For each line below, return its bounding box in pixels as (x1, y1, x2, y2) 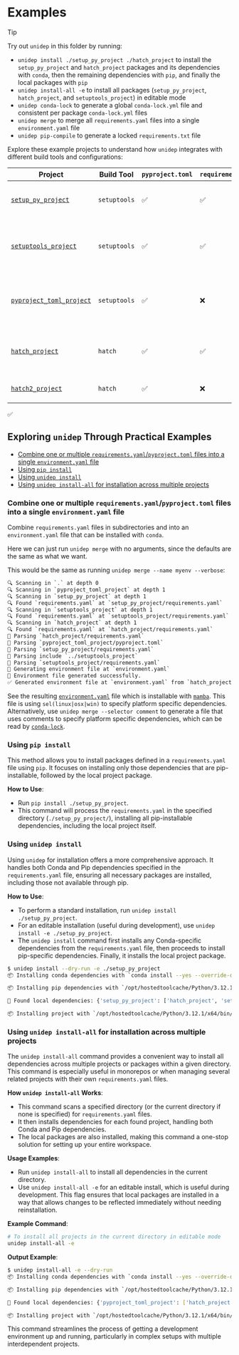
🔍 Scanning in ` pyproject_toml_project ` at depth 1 (7, 586, 166, 593)
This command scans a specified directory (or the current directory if (17, 1102, 221, 1111)
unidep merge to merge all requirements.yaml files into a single (17, 115, 200, 125)
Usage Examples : (7, 1154, 60, 1163)
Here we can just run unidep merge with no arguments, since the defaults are (7, 544, 232, 553)
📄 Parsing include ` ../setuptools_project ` (7, 653, 139, 660)
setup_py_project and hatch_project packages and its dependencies (17, 63, 221, 71)
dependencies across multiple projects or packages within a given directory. (7, 1059, 231, 1069)
